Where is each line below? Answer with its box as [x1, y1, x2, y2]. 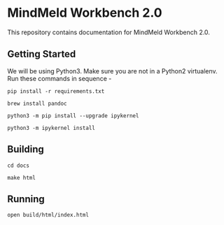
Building [7, 143, 44, 155]
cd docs [7, 162, 30, 169]
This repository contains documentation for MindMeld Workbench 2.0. [7, 28, 210, 36]
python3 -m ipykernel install [7, 124, 96, 131]
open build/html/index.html [7, 212, 90, 219]
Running [7, 193, 45, 205]
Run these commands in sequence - [7, 74, 112, 82]
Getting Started [7, 48, 76, 60]
